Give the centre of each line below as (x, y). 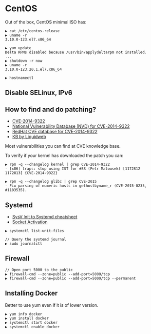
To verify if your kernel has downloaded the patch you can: (64, 156)
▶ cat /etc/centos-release (32, 31)
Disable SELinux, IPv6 (39, 93)
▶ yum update (18, 48)
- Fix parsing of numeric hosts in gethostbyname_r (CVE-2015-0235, (76, 186)
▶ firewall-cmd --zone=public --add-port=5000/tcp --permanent (71, 278)
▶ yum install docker (27, 318)
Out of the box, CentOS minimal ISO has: (46, 22)
